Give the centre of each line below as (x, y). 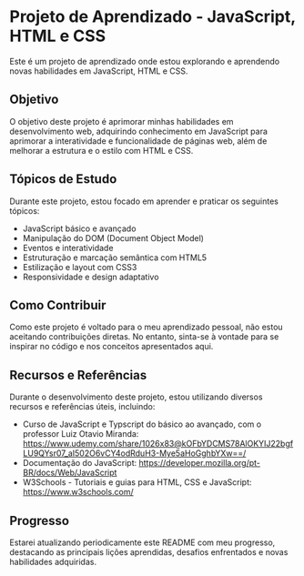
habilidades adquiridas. (53, 562)
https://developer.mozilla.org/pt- (200, 463)
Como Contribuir (58, 305)
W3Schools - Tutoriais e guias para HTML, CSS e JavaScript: (137, 482)
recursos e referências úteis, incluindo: (82, 407)
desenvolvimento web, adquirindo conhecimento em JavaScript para (139, 131)
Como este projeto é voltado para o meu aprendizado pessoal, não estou (147, 327)
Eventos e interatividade (68, 248)
